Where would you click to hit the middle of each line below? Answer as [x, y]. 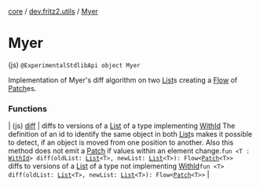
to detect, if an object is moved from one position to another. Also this [121, 143]
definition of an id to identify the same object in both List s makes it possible [130, 134]
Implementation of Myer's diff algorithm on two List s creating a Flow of [123, 80]
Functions [27, 108]
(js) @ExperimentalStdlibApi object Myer [74, 64]
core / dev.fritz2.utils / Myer [53, 11]
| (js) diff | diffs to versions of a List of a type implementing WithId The [122, 126]
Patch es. [22, 88]
